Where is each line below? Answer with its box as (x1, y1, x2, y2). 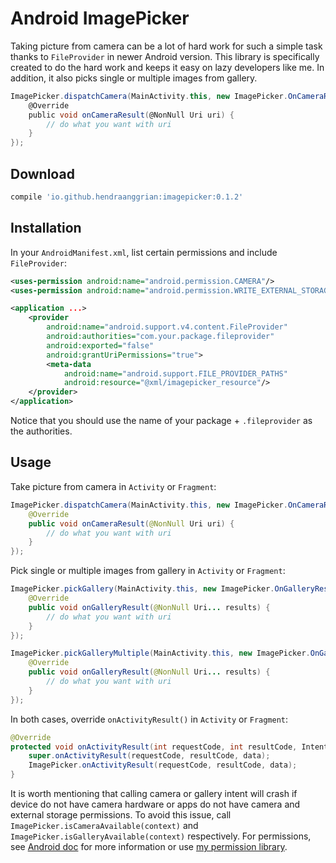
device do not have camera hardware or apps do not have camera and (10, 798, 301, 810)
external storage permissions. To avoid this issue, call (10, 809, 232, 821)
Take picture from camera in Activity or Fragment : (10, 480, 217, 492)
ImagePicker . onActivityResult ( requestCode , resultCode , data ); (28, 760, 298, 771)
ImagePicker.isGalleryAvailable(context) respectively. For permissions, (10, 830, 312, 842)
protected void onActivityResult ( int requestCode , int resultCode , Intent (10, 742, 329, 752)
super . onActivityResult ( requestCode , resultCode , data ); (28, 751, 271, 761)
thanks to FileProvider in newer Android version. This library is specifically (10, 50, 320, 62)
